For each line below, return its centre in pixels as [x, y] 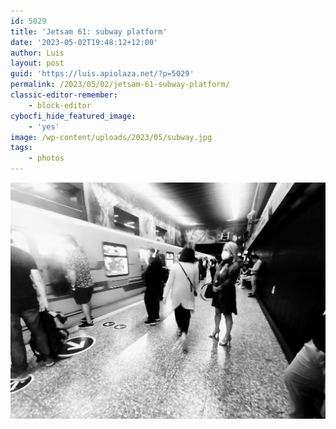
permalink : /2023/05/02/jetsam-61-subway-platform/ [120, 85]
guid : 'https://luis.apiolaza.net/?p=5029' [102, 74]
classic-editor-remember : [64, 95]
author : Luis [37, 53]
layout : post [37, 63]
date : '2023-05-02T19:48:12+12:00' [84, 42]
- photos [46, 158]
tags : [21, 148]
